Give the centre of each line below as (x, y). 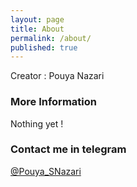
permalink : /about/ (51, 38)
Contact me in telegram (68, 149)
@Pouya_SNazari (46, 171)
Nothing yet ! (37, 123)
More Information (53, 102)
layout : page (37, 19)
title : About (37, 29)
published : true (44, 47)
